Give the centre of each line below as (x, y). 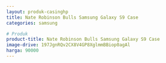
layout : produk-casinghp (37, 12)
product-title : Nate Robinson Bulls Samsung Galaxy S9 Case (83, 40)
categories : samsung (32, 23)
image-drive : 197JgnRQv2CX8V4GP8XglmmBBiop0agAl (68, 45)
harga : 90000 (23, 51)
